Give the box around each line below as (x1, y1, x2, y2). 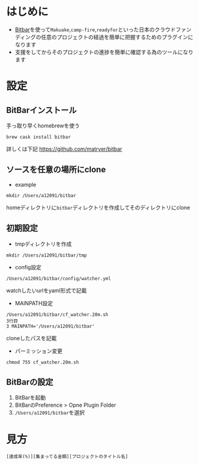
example (14, 181, 37, 188)
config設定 (14, 263, 42, 270)
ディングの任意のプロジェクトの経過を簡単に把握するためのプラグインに (14, 33, 194, 40)
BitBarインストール (6, 105, 77, 115)
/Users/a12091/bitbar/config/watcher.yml (6, 275, 111, 282)
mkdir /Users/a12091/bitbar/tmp (6, 252, 87, 258)
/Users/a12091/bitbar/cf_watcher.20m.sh (6, 311, 109, 318)
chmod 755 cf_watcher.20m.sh (6, 359, 79, 365)
